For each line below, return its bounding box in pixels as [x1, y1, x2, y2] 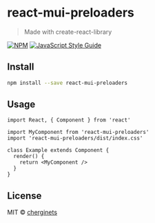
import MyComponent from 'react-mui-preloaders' [7, 129, 149, 136]
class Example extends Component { [7, 147, 110, 154]
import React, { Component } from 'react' [7, 117, 131, 124]
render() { [13, 153, 45, 160]
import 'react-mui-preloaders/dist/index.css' [7, 135, 143, 142]
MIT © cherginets [7, 209, 57, 217]
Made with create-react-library [23, 28, 112, 36]
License [7, 190, 42, 202]
